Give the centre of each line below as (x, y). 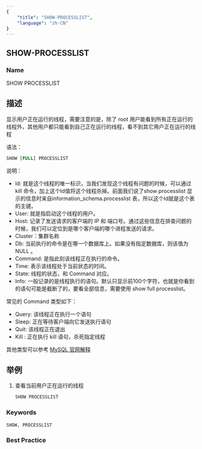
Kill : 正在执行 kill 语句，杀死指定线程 (60, 337)
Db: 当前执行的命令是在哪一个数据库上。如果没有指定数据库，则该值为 (102, 243)
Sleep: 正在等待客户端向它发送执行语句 (63, 322)
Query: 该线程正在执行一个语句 (53, 314)
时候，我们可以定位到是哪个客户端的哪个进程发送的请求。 (86, 228)
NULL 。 (25, 251)
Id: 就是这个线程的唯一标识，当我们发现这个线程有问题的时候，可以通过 (103, 183)
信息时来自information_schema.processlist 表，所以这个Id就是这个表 (110, 198)
